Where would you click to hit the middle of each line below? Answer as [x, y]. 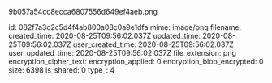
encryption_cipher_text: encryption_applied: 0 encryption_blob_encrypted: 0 [136, 61]
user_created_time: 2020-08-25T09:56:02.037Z [153, 44]
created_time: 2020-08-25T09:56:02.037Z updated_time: [105, 36]
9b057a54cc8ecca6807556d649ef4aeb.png [83, 12]
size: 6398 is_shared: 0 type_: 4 [62, 70]
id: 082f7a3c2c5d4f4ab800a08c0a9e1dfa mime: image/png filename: [125, 27]
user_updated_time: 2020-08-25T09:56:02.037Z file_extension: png [123, 53]
